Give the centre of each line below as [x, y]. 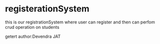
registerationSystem [47, 9]
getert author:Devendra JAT [33, 36]
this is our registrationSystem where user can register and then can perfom [80, 22]
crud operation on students [32, 27]
